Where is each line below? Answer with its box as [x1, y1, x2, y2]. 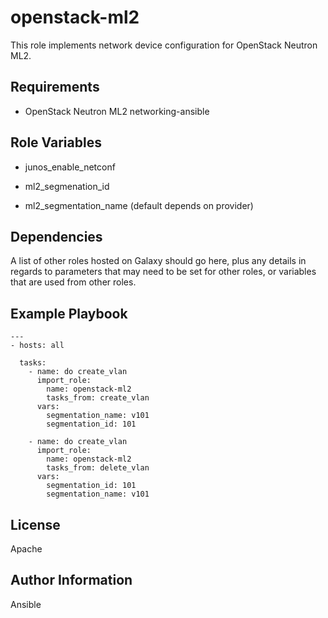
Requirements [10, 79, 100, 96]
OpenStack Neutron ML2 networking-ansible [24, 105, 210, 117]
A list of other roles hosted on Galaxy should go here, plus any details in [10, 255, 307, 267]
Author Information [10, 572, 133, 589]
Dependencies [10, 228, 103, 245]
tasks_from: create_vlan [46, 393, 150, 403]
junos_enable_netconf [24, 161, 116, 173]
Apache [10, 543, 43, 555]
